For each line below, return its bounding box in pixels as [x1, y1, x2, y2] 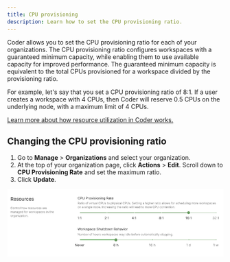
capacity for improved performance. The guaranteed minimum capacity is [7, 60, 216, 68]
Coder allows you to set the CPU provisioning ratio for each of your [7, 38, 197, 46]
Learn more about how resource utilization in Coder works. [7, 115, 174, 123]
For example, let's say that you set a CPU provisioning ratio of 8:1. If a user [7, 88, 218, 96]
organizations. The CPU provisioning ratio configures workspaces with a [7, 45, 212, 53]
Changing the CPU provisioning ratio [7, 135, 167, 147]
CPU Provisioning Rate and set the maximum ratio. [16, 168, 161, 176]
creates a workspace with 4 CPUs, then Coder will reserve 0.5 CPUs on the [7, 95, 220, 103]
